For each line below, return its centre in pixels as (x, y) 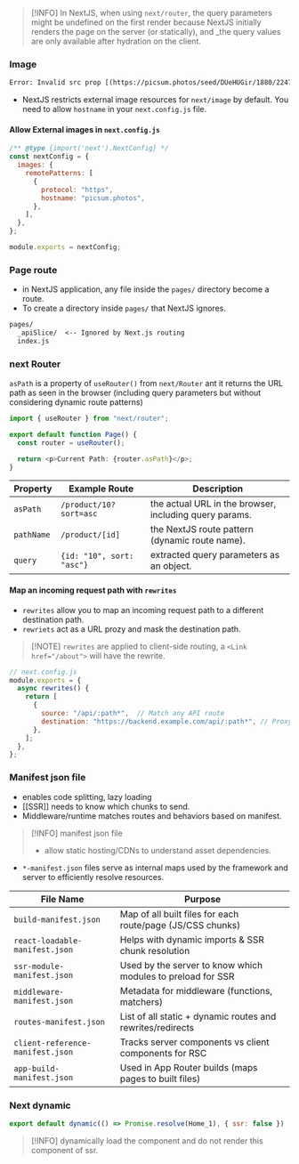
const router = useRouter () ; (71, 443)
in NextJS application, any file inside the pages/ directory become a (145, 289)
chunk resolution (155, 950)
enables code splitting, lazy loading (87, 796)
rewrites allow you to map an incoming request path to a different (143, 610)
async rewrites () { (53, 689)
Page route (33, 270)
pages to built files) (160, 1079)
